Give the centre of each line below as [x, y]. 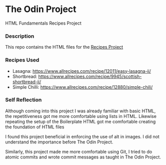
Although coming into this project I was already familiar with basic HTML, [80, 111]
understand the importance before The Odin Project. [59, 142]
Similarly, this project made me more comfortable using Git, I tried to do [79, 151]
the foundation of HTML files [35, 127]
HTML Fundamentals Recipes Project [43, 23]
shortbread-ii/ [27, 82]
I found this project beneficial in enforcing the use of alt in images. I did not [82, 136]
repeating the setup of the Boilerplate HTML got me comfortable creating [80, 121]
